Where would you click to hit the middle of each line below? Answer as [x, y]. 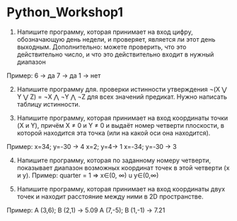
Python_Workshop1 [65, 12]
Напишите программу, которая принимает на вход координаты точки [122, 118]
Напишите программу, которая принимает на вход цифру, [105, 32]
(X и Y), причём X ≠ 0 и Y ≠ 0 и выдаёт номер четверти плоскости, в [120, 125]
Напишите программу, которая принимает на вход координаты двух [121, 189]
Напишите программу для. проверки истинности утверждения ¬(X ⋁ [122, 89]
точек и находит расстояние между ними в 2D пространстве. [110, 196]
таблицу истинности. [48, 104]
